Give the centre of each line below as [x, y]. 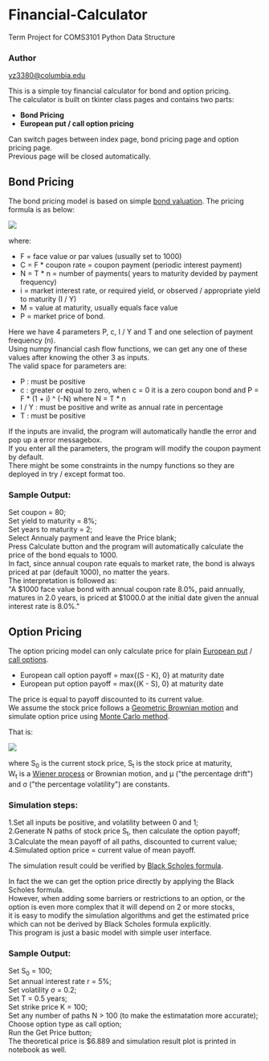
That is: [21, 732]
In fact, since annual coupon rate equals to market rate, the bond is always [132, 564]
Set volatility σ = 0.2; [43, 989]
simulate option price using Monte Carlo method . [89, 717]
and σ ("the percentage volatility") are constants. [89, 784]
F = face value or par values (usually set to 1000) [101, 257]
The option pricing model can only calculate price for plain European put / [130, 651]
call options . [29, 660]
